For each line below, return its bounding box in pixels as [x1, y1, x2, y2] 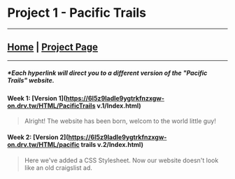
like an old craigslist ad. [24, 163, 93, 172]
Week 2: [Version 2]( [7, 133, 69, 141]
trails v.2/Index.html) [80, 140, 143, 148]
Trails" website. [7, 76, 55, 85]
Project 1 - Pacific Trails [7, 5, 147, 21]
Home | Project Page [7, 41, 99, 53]
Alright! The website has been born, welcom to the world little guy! [24, 117, 217, 125]
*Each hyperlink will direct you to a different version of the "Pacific [7, 69, 208, 78]
